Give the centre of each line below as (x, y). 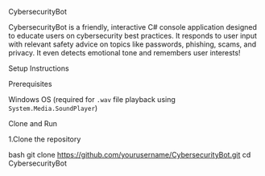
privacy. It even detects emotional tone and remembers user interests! (124, 53)
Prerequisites (30, 84)
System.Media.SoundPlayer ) (53, 108)
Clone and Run (33, 123)
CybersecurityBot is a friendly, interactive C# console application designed (133, 27)
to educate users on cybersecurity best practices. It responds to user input (133, 36)
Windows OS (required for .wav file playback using (92, 99)
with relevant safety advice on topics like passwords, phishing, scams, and (132, 44)
